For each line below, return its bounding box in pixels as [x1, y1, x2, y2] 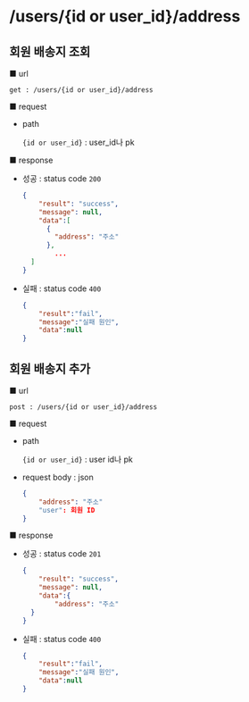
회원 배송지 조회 [9, 44, 91, 59]
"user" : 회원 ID [38, 506, 95, 514]
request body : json [21, 472, 94, 482]
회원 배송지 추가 [9, 361, 91, 376]
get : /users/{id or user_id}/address [9, 86, 154, 95]
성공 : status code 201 [21, 548, 102, 559]
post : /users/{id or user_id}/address [9, 402, 158, 412]
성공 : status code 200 [21, 173, 102, 184]
